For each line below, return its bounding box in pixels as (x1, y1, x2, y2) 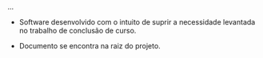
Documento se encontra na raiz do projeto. (18, 41, 161, 50)
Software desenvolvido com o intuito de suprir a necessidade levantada (18, 17, 256, 26)
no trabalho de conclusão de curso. (18, 26, 137, 35)
